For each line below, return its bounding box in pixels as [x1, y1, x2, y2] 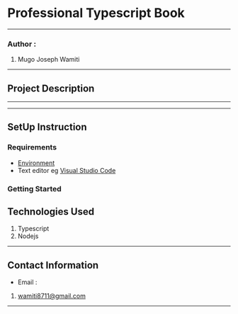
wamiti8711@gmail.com [17, 292, 86, 301]
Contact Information [7, 259, 99, 271]
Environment [17, 158, 55, 167]
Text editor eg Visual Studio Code [17, 166, 116, 174]
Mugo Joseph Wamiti [17, 55, 80, 64]
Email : [17, 278, 38, 286]
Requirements [7, 142, 57, 152]
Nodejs [17, 232, 39, 240]
